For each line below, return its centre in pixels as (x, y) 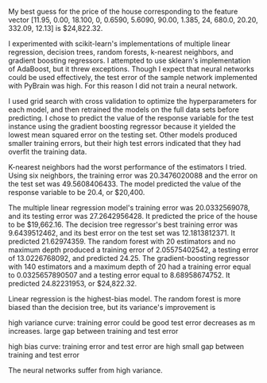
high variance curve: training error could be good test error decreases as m (132, 323)
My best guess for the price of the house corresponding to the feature (123, 11)
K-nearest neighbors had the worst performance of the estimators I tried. (128, 167)
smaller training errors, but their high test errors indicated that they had (124, 143)
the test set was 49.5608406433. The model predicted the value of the (125, 184)
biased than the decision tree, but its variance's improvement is (112, 307)
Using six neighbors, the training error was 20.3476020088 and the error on (133, 175)
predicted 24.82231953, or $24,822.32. (73, 283)
